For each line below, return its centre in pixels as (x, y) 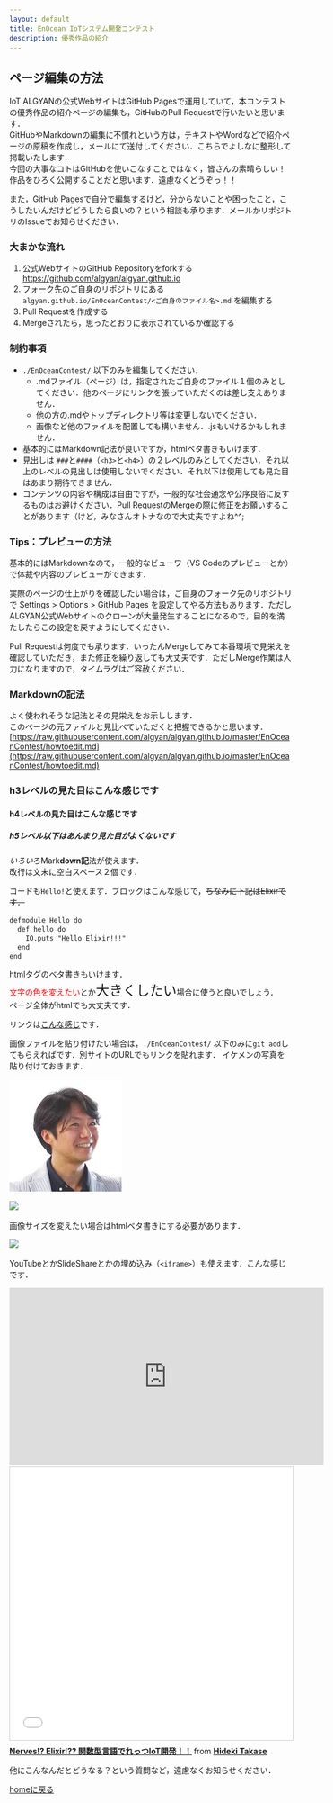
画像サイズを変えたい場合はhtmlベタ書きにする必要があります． (127, 1225)
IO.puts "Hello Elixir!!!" (76, 938)
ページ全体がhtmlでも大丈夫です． (72, 1005)
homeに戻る (32, 1789)
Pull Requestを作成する (65, 311)
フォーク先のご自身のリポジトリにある (93, 289)
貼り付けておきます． (48, 1066)
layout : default (39, 19)
